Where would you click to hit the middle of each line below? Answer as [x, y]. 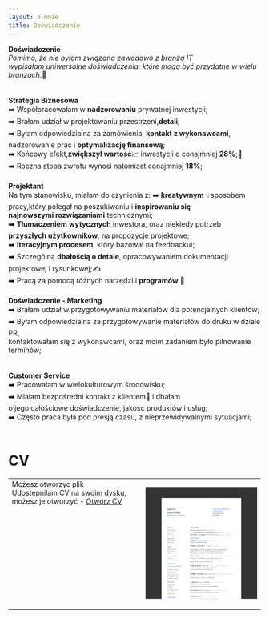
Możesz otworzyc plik [48, 484]
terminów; [25, 350]
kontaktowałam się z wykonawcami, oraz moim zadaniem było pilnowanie [130, 341]
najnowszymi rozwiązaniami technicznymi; [81, 215]
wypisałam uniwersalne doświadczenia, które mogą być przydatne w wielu [133, 66]
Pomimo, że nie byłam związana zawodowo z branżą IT [101, 58]
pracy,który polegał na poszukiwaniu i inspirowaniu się [100, 206]
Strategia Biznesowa [43, 100]
